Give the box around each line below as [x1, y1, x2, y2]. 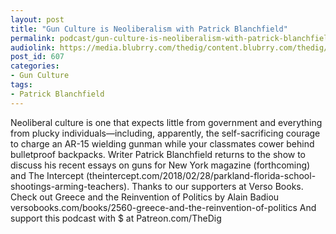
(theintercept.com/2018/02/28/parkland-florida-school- [85, 169, 317, 181]
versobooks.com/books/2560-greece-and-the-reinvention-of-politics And [10, 201, 317, 213]
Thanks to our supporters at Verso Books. [131, 180, 304, 192]
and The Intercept [10, 169, 85, 181]
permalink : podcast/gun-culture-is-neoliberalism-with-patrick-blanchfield [10, 33, 333, 43]
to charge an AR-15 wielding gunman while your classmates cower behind [10, 137, 315, 150]
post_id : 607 [10, 52, 65, 62]
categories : [10, 61, 60, 71]
